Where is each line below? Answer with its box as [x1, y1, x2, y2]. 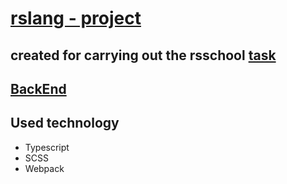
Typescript [24, 141, 70, 153]
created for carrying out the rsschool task [10, 47, 277, 64]
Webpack [24, 162, 65, 174]
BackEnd [10, 80, 67, 97]
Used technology [10, 115, 120, 132]
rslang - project [10, 7, 142, 30]
